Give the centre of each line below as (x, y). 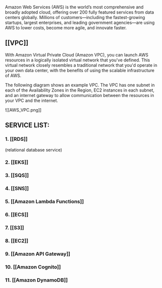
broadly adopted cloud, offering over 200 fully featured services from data (80, 12)
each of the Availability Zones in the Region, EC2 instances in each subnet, (80, 90)
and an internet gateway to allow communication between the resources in (80, 95)
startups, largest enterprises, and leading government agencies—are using (80, 22)
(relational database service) (33, 150)
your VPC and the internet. (32, 100)
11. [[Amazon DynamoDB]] (36, 280)
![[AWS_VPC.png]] (23, 110)
